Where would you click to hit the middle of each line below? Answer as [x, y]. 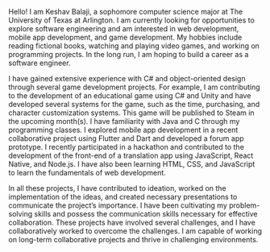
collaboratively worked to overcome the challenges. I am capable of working [135, 231]
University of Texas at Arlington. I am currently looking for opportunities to [132, 20]
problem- [244, 205]
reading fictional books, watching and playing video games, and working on [134, 46]
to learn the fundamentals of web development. [87, 173]
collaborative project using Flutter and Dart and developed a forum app [126, 138]
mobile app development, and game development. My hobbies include [125, 37]
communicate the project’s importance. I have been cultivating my [118, 205]
